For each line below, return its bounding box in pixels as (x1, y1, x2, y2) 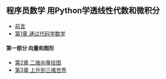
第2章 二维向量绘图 (14, 59, 62, 67)
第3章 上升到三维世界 (14, 67, 67, 74)
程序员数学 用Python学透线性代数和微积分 (6, 5, 160, 16)
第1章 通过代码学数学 (14, 30, 66, 37)
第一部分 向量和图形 (6, 45, 55, 52)
